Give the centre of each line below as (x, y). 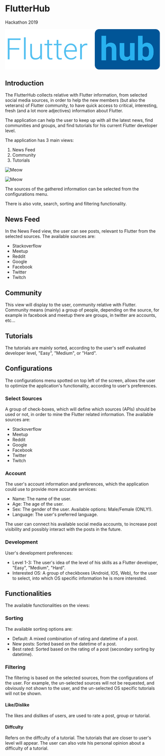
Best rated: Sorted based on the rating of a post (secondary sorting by (83, 649)
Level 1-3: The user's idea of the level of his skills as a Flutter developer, (85, 562)
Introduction (25, 84)
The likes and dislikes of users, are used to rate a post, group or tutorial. (78, 716)
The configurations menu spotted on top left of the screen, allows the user (80, 380)
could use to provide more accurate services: (51, 489)
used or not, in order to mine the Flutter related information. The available (79, 414)
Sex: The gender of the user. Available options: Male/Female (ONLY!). (82, 509)
